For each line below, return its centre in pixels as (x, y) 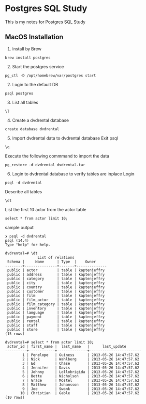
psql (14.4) (17, 240)
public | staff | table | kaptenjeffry (56, 325)
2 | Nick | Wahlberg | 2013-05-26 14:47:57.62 (81, 359)
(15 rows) (15, 334)
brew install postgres (28, 58)
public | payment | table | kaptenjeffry (56, 317)
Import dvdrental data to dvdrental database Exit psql (65, 138)
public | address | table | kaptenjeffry (56, 274)
